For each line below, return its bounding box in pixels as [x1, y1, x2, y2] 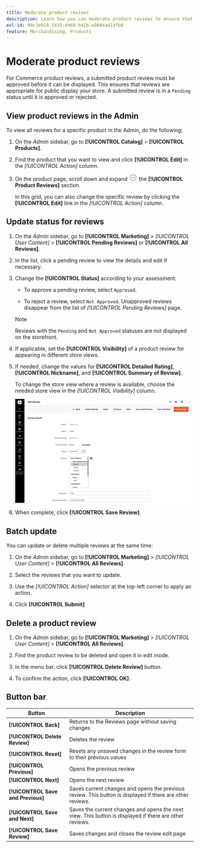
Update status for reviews [6, 217, 104, 227]
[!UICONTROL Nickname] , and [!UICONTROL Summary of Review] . [14, 369, 183, 376]
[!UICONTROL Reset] [8, 750, 62, 757]
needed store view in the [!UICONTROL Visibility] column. [14, 387, 157, 394]
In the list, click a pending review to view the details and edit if [14, 257, 168, 264]
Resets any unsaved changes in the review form [69, 747, 186, 755]
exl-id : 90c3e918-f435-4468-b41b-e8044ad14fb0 [6, 22, 124, 28]
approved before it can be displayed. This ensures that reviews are [6, 81, 170, 88]
